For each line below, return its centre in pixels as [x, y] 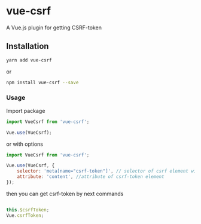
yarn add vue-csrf [29, 60]
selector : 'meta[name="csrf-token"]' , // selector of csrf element [103, 171]
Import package [26, 111]
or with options [25, 144]
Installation [28, 46]
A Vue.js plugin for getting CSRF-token [54, 27]
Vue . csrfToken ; [25, 215]
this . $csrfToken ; [28, 210]
